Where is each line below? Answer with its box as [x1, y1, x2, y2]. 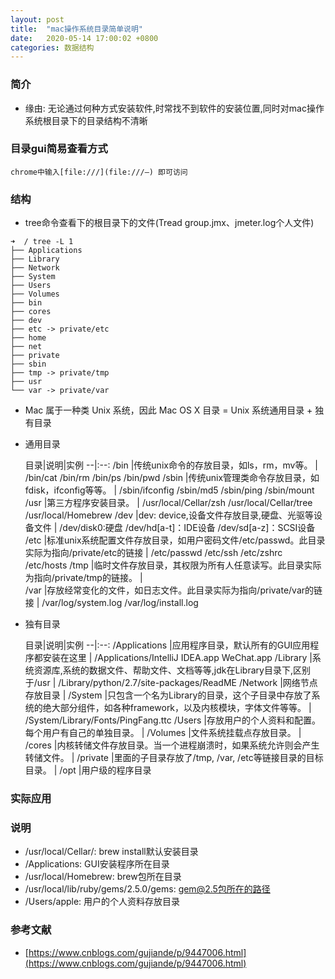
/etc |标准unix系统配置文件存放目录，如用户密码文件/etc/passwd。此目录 [24, 534, 326, 546]
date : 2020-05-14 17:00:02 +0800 [10, 33, 159, 43]
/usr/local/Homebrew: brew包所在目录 [24, 871, 182, 883]
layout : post [10, 14, 65, 25]
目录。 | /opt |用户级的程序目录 [24, 764, 152, 776]
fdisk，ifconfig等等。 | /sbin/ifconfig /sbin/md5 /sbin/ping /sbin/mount [24, 484, 315, 496]
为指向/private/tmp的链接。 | [24, 572, 143, 584]
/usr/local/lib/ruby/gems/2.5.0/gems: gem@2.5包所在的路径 [24, 883, 271, 895]
